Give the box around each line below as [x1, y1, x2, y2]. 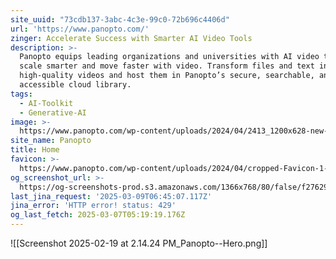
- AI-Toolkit [19, 98, 74, 108]
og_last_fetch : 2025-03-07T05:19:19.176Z [10, 210, 186, 220]
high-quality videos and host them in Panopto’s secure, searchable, [19, 71, 315, 81]
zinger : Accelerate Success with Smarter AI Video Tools [10, 33, 253, 43]
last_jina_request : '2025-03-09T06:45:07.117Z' [10, 191, 213, 201]
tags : [10, 89, 33, 99]
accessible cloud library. [19, 80, 132, 90]
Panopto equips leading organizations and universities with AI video [19, 52, 320, 62]
